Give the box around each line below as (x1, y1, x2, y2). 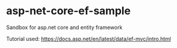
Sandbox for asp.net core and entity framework (6, 24, 123, 31)
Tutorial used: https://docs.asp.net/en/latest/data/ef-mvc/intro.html (6, 35, 171, 42)
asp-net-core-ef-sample (6, 4, 131, 18)
